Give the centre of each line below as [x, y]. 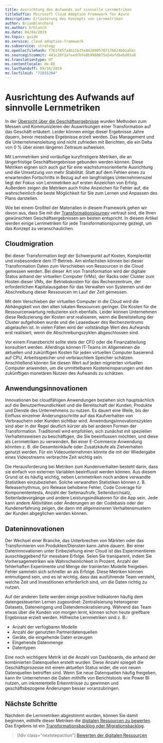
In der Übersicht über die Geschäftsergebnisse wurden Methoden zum [76, 121]
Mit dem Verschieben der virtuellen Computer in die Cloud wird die [72, 301]
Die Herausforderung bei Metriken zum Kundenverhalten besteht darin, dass [81, 467]
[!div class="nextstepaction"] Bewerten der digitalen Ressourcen [82, 735]
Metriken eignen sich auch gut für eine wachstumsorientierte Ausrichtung [79, 167]
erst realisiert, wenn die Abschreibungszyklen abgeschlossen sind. [72, 332]
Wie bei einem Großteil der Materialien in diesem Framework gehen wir [76, 208]
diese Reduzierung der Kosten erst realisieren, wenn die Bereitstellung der [80, 317]
